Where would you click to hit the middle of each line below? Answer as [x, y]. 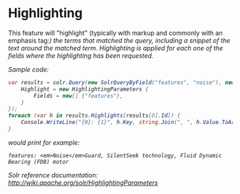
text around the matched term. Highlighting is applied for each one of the [116, 48]
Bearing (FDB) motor [39, 162]
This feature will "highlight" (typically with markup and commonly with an [115, 33]
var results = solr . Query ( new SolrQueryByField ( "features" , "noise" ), [115, 82]
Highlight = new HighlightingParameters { [85, 89]
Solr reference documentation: [53, 175]
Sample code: [28, 69]
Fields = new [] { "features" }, [78, 96]
